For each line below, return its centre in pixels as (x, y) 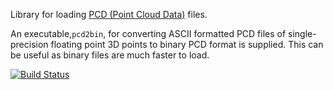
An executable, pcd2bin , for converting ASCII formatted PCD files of (148, 33)
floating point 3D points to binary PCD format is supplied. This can (187, 44)
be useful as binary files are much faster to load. (110, 55)
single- (302, 33)
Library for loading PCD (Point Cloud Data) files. (109, 14)
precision (29, 44)
